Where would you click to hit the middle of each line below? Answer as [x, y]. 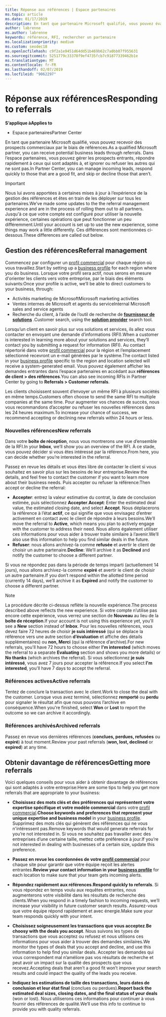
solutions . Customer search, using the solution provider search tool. [83, 320]
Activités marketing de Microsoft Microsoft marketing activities [76, 298]
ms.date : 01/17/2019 [26, 19]
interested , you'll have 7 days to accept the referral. [58, 668]
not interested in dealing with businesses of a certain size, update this [83, 845]
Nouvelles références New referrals [48, 430]
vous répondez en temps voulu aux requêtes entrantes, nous [74, 890]
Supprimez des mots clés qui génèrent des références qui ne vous [80, 823]
